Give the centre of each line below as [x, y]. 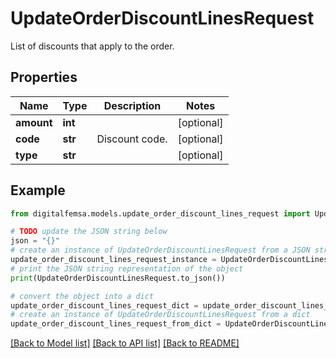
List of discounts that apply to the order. [92, 46]
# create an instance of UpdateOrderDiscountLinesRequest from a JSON [160, 250]
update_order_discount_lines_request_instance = [113, 260]
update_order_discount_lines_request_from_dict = [116, 324]
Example [38, 190]
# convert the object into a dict [82, 296]
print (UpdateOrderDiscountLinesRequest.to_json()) [118, 278]
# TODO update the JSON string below [89, 232]
